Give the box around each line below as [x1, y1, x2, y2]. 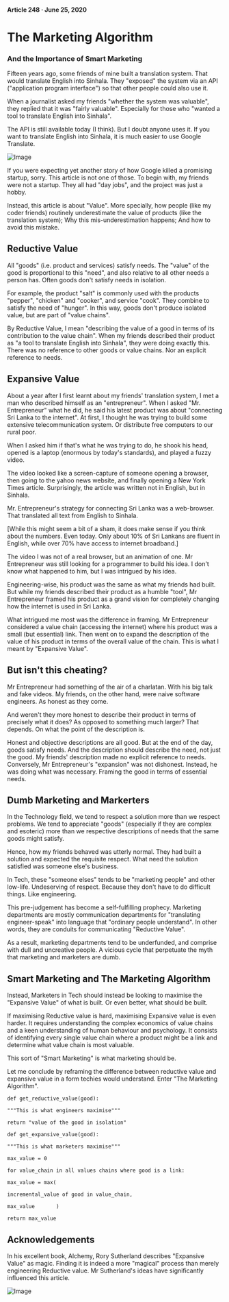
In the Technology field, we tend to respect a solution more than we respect [7, 813, 220, 821]
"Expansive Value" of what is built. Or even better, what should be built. [7, 998, 208, 1007]
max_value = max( [7, 1179, 57, 1186]
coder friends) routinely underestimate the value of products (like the [7, 209, 202, 217]
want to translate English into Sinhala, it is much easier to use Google [7, 132, 202, 140]
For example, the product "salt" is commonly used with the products [7, 288, 200, 297]
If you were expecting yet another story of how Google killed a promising [7, 167, 213, 175]
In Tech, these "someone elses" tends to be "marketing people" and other [7, 876, 215, 884]
